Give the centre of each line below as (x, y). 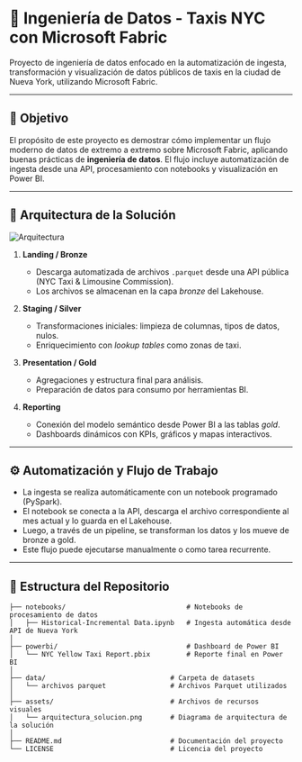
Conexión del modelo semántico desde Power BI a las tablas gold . (158, 424)
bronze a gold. (49, 540)
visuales (26, 710)
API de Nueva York (44, 631)
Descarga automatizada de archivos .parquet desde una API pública (162, 272)
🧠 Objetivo (39, 118)
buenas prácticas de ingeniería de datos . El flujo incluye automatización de (149, 159)
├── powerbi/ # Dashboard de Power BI (144, 647)
